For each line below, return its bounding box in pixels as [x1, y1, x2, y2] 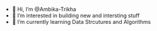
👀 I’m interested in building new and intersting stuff [12, 12, 140, 19]
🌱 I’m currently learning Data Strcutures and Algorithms [12, 18, 151, 25]
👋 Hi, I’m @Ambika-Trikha [12, 6, 77, 13]
